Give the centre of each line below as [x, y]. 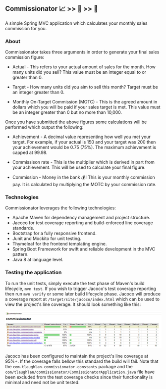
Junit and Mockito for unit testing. [47, 239]
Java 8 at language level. [38, 260]
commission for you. [26, 28]
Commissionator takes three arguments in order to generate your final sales [82, 52]
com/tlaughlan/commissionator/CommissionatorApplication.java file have [80, 372]
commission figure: [25, 57]
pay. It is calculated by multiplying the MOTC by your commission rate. [84, 185]
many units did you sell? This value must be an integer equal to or [79, 72]
